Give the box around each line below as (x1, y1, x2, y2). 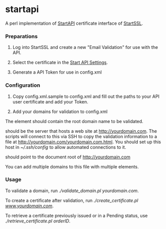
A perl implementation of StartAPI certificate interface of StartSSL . (5, 20, 143, 26)
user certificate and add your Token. (12, 98, 88, 104)
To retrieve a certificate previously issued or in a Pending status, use (5, 212, 148, 218)
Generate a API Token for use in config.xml (12, 69, 102, 75)
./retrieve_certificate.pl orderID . (5, 218, 71, 224)
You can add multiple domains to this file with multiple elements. (5, 163, 139, 169)
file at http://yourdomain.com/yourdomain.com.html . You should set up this (5, 139, 161, 145)
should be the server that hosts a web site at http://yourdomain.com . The (5, 128, 157, 134)
